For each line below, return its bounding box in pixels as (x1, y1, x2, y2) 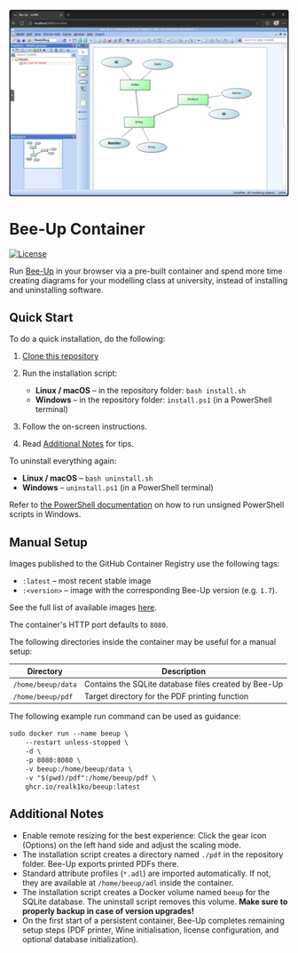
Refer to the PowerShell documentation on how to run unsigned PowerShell (9, 499, 285, 511)
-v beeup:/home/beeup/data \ (25, 765, 133, 774)
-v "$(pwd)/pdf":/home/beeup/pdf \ (25, 774, 157, 782)
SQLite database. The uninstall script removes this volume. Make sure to (21, 896, 288, 907)
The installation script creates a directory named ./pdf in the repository (21, 849, 284, 860)
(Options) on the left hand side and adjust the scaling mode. (21, 839, 241, 850)
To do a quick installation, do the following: (9, 334, 166, 345)
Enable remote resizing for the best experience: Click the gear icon (21, 830, 267, 840)
